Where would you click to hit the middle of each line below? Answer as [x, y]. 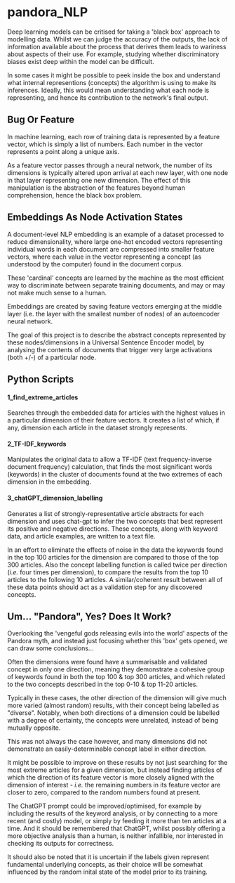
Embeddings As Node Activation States [95, 218]
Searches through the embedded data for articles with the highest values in [116, 413]
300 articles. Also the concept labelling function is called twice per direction [117, 565]
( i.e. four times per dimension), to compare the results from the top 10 [108, 572]
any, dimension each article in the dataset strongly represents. [98, 428]
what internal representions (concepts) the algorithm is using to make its [112, 82]
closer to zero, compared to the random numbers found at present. [104, 792]
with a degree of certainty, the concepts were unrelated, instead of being [113, 721]
